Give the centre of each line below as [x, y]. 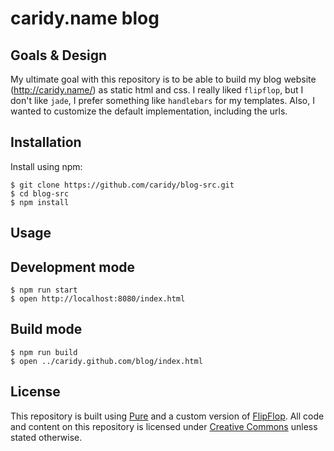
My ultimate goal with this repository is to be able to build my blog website [163, 79]
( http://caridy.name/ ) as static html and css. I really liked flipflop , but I [157, 90]
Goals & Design [59, 55]
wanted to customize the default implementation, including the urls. [149, 111]
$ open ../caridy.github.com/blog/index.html [106, 361]
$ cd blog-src [40, 193]
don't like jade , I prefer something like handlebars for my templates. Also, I [162, 100]
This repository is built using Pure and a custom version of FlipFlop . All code [167, 416]
